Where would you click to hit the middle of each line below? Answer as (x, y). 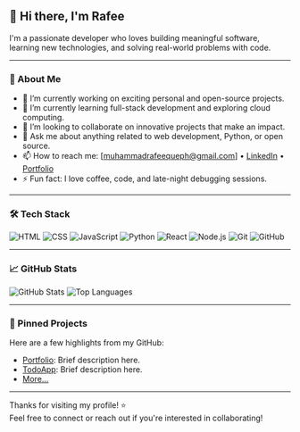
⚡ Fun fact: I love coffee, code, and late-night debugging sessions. (145, 179)
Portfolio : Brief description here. (81, 360)
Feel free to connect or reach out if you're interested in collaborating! (136, 418)
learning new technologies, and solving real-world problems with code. (140, 47)
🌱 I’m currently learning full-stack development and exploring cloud (146, 108)
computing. (43, 118)
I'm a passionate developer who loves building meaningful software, (135, 37)
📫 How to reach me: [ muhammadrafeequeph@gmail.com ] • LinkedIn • (153, 156)
